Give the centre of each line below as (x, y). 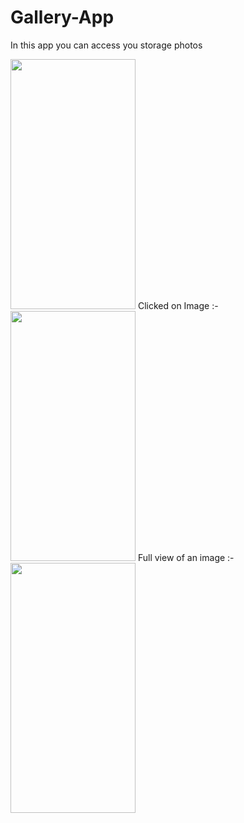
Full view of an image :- (186, 557)
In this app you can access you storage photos (106, 45)
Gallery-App (62, 17)
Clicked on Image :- (178, 305)
